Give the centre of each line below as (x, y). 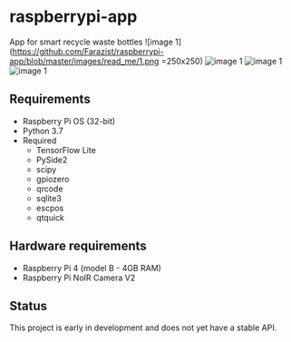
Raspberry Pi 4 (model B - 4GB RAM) (92, 268)
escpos (50, 208)
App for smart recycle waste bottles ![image (92, 42)
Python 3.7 (43, 131)
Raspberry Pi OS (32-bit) (69, 121)
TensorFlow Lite (66, 150)
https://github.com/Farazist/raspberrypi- (88, 51)
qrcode (49, 189)
